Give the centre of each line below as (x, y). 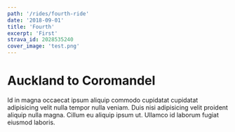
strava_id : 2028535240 (40, 40)
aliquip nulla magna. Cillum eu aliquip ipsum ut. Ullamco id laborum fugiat (113, 115)
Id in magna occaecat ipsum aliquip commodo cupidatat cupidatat (103, 100)
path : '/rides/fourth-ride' (48, 14)
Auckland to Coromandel (81, 81)
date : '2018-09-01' (36, 20)
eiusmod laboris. (31, 122)
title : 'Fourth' (31, 27)
